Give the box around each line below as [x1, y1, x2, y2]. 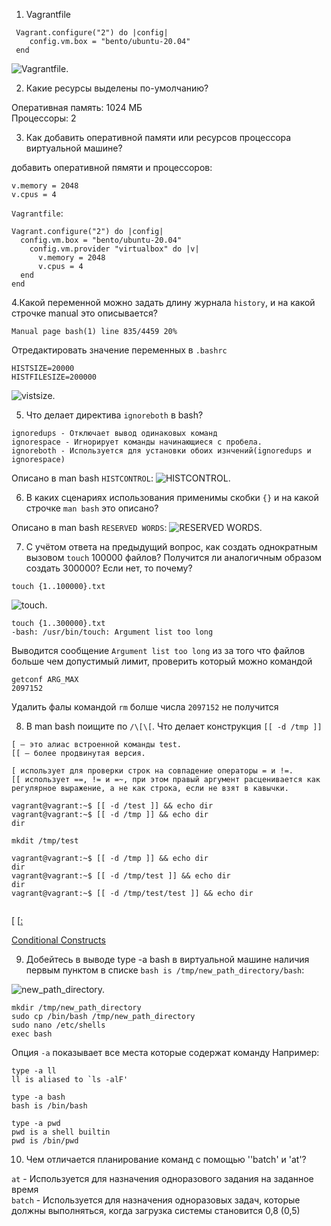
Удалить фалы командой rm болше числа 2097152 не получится [11, 701, 279, 713]
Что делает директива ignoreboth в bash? [25, 409, 204, 421]
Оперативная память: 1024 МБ [11, 102, 143, 113]
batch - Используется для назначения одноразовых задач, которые [11, 1194, 301, 1206]
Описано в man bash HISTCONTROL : [11, 472, 154, 484]
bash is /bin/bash [11, 1101, 88, 1111]
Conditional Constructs [11, 934, 106, 946]
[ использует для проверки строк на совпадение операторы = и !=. [11, 766, 294, 776]
